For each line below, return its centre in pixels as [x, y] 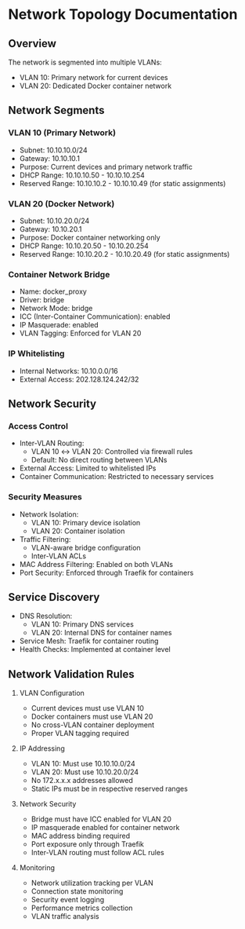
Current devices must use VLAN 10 [88, 708]
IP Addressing [42, 748]
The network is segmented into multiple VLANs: [85, 62]
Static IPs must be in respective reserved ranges [109, 789]
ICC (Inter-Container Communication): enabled [95, 316]
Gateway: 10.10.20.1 [50, 229]
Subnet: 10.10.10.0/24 [53, 150]
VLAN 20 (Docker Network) [61, 203]
